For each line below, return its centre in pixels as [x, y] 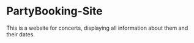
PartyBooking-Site [54, 11]
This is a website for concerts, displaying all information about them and [97, 28]
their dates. [21, 34]
